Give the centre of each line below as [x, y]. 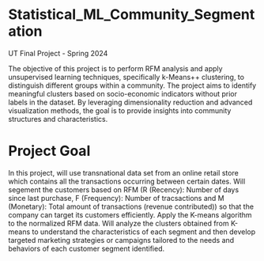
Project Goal [49, 151]
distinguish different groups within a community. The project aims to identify [132, 85]
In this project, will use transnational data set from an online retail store [123, 172]
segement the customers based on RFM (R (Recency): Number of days [124, 189]
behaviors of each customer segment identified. [87, 248]
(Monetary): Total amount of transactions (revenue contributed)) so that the [131, 206]
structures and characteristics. [58, 119]
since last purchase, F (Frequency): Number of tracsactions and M [116, 198]
